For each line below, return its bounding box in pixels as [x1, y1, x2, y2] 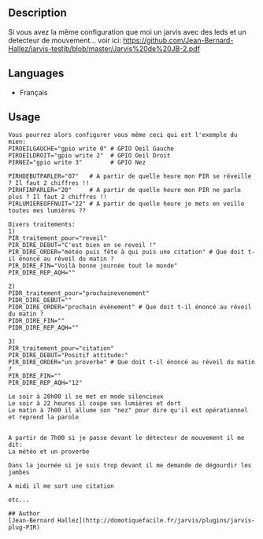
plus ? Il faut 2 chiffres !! [8, 193, 108, 201]
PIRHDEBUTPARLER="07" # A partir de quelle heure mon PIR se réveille [8, 172, 252, 180]
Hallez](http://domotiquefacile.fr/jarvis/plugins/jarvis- [57, 517, 256, 525]
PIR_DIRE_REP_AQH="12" [8, 379, 83, 387]
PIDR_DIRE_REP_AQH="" [8, 324, 80, 332]
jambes [8, 468, 30, 477]
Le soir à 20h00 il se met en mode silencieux [8, 393, 164, 401]
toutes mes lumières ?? [8, 207, 87, 215]
